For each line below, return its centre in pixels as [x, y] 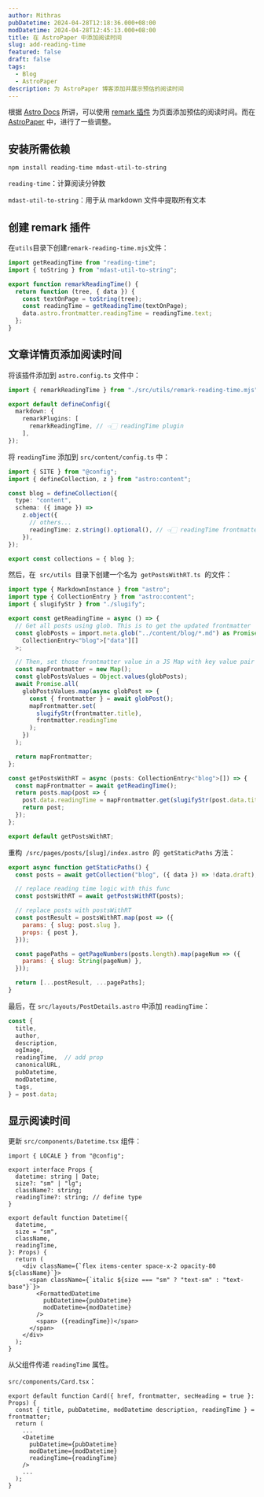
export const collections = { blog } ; [71, 559]
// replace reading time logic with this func [93, 889]
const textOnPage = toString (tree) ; [82, 299]
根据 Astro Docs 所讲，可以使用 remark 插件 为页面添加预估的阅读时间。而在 [132, 112]
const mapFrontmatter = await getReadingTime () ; [96, 786]
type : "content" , [44, 501]
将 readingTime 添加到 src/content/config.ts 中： [89, 457]
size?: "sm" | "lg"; [49, 1184]
